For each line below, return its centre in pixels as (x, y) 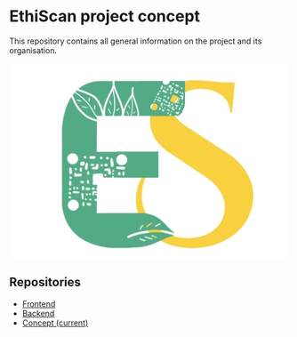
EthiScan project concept (105, 16)
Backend (38, 313)
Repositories (45, 282)
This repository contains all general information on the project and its (136, 41)
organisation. (33, 50)
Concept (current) (55, 323)
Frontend (39, 303)
